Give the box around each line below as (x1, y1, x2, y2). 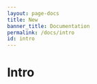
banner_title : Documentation (7, 23, 90, 29)
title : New (7, 16, 38, 23)
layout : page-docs (7, 10, 59, 17)
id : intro (7, 36, 36, 42)
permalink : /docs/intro (7, 29, 75, 36)
